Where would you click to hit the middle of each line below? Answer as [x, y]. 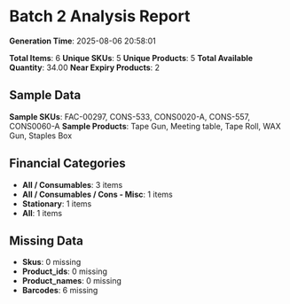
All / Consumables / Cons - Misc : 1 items [97, 194]
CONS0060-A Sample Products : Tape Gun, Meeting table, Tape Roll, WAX [145, 126]
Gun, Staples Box [41, 136]
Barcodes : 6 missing [60, 291]
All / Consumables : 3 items [72, 184]
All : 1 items [42, 213]
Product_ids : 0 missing [65, 271]
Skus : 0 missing [51, 262]
